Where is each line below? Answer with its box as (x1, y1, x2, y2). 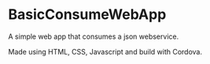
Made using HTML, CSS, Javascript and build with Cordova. (8, 47, 203, 56)
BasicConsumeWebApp (8, 6, 167, 24)
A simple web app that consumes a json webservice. (8, 32, 179, 41)
